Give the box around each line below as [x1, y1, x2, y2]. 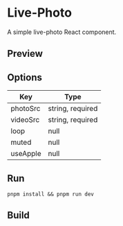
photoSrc [10, 104, 41, 114]
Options [7, 71, 43, 83]
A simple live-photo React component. [7, 28, 117, 36]
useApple [10, 149, 41, 159]
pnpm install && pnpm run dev [7, 191, 95, 198]
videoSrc [10, 115, 40, 125]
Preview [7, 48, 44, 60]
